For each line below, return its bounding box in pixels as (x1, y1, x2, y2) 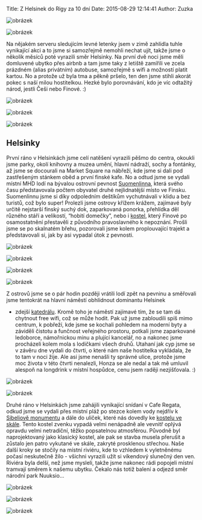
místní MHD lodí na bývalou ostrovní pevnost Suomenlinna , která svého (6, 180, 183, 187)
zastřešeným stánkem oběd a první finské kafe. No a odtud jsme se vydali (6, 173, 190, 180)
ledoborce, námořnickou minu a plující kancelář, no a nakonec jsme (14, 334, 183, 341)
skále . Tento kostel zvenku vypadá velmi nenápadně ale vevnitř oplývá (6, 420, 181, 427)
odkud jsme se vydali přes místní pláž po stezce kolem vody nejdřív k (6, 407, 178, 415)
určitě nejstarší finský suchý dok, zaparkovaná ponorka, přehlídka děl (6, 205, 179, 212)
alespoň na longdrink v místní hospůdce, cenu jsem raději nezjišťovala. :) (14, 366, 196, 373)
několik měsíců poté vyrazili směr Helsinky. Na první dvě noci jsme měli (6, 53, 184, 60)
